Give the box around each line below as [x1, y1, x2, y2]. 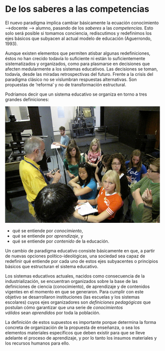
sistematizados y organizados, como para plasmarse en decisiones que [5, 61, 150, 67]
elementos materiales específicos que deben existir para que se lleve [5, 329, 145, 336]
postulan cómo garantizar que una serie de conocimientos [5, 304, 123, 310]
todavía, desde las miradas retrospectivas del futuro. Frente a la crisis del [5, 71, 154, 77]
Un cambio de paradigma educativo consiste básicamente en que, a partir [5, 247, 155, 253]
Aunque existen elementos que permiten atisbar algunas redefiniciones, [5, 50, 151, 56]
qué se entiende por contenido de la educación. [12, 238, 110, 244]
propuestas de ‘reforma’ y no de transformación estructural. [5, 81, 127, 87]
